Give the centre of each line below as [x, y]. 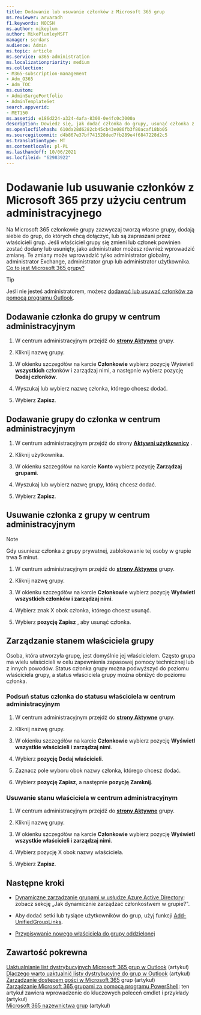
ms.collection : [25, 68]
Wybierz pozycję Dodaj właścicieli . [59, 759]
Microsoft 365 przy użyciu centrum [96, 200]
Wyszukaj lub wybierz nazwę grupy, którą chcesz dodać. [85, 484]
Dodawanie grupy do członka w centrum [83, 419]
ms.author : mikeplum [32, 29]
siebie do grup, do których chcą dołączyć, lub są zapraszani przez [88, 236]
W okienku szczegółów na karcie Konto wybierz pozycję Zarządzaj [98, 466]
